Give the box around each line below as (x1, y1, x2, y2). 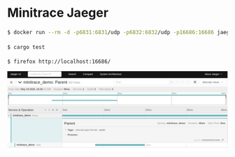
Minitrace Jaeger (7, 5, 109, 21)
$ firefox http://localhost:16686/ (7, 58, 111, 66)
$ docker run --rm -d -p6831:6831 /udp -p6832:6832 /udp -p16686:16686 (7, 29, 215, 36)
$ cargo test (7, 43, 45, 50)
